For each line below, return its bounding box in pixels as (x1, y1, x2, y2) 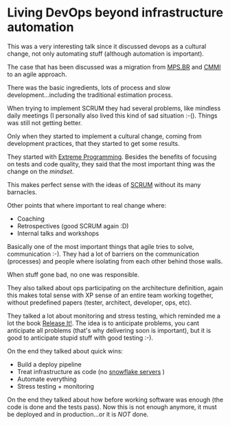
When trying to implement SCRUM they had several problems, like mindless (7, 104, 221, 112)
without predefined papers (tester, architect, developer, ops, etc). (7, 298, 192, 307)
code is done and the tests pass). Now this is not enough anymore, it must (7, 402, 218, 411)
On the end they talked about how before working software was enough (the (7, 395, 224, 404)
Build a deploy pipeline (16, 360, 82, 369)
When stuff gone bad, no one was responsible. (7, 270, 139, 279)
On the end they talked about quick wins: (7, 347, 124, 355)
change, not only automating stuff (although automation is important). (7, 50, 205, 58)
